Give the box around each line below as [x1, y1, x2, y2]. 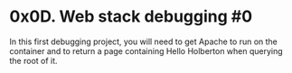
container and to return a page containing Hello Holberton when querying [9, 45, 283, 56]
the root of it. [9, 55, 58, 66]
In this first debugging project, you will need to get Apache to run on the [9, 36, 278, 47]
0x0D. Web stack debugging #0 [9, 6, 253, 27]
